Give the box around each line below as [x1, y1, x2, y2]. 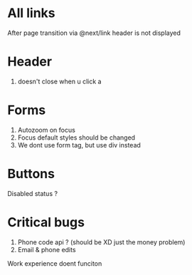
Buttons [7, 166, 55, 182]
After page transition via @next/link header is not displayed [7, 28, 181, 37]
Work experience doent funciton [7, 259, 102, 268]
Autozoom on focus [17, 125, 76, 134]
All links [7, 5, 55, 21]
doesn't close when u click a [17, 77, 102, 85]
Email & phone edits [17, 245, 76, 254]
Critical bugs [7, 214, 85, 230]
